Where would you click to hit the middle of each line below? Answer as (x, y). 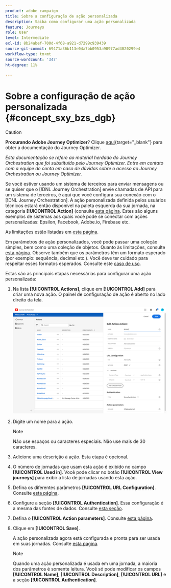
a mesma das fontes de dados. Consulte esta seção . (68, 509)
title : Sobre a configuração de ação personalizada (61, 16)
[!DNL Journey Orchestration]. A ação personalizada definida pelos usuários (86, 200)
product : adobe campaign (32, 11)
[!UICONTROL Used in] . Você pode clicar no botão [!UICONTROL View (88, 472)
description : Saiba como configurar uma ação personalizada (71, 22)
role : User (17, 33)
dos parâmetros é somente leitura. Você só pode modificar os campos (87, 569)
